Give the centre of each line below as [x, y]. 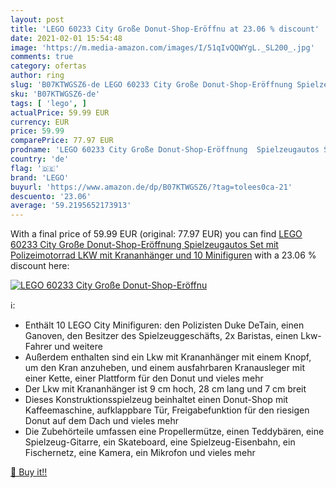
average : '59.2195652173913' [71, 206]
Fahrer [38, 347]
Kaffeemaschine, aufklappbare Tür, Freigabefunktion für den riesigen [167, 410]
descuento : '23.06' [51, 196]
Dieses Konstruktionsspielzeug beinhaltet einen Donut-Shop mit [156, 400]
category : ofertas [48, 66]
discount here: [40, 266]
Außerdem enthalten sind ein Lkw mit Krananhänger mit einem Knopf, [168, 357]
